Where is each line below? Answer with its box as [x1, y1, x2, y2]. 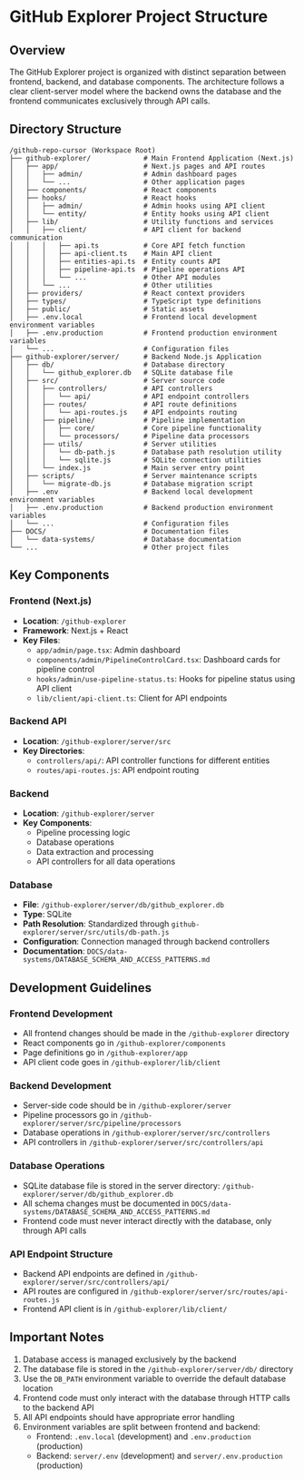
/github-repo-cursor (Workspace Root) [9, 145, 156, 155]
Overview [9, 43, 66, 58]
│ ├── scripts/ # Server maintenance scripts [9, 471, 258, 480]
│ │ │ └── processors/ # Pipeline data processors [9, 431, 250, 441]
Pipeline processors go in [22, 1110, 118, 1121]
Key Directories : [22, 745, 85, 756]
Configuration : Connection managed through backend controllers [22, 936, 270, 947]
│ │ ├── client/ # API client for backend [9, 225, 242, 234]
